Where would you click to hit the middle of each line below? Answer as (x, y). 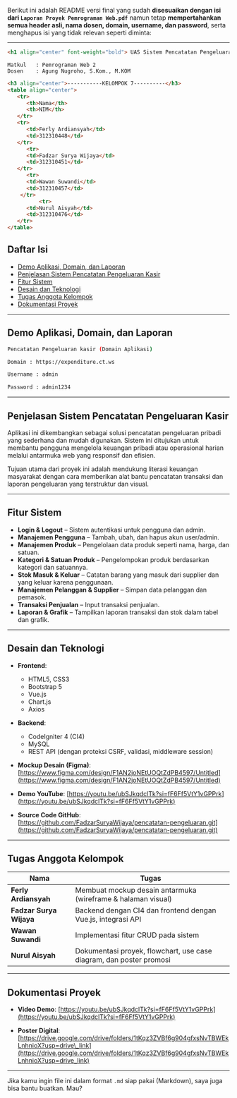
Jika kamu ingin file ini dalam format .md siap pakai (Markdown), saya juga (115, 1081)
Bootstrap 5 (45, 686)
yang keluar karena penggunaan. (66, 582)
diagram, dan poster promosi (123, 960)
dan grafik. (33, 619)
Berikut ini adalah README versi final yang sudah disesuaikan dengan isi (114, 10)
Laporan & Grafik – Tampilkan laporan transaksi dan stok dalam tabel (118, 612)
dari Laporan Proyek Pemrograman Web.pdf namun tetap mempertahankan (114, 18)
